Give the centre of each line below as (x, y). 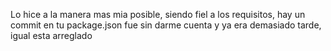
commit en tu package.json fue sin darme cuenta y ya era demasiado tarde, (166, 25)
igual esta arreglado (51, 35)
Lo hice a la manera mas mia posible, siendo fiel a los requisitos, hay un (158, 14)
